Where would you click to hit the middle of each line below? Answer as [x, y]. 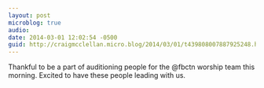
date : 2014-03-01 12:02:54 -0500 [63, 37]
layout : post [29, 15]
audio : [19, 30]
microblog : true [35, 23]
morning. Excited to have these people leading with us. [97, 75]
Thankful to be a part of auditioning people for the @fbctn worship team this [132, 67]
